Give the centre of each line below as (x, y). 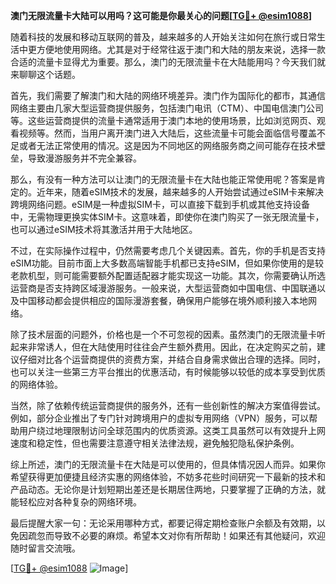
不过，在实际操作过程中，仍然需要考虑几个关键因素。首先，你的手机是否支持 (168, 250)
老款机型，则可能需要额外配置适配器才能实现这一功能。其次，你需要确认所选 (168, 275)
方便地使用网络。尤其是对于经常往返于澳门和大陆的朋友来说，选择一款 (181, 49)
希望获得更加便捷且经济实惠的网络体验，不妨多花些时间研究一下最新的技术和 (168, 477)
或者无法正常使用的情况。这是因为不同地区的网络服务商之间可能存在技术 (167, 145)
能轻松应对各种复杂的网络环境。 (76, 502)
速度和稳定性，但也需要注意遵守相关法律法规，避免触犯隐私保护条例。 (155, 443)
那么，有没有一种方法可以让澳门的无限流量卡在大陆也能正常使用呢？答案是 (163, 179)
